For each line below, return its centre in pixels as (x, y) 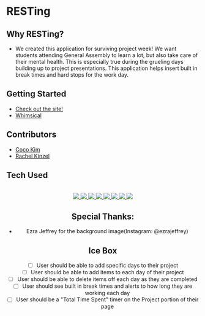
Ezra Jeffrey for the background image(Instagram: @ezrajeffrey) (107, 231)
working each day (107, 293)
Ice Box (103, 251)
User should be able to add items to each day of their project (107, 272)
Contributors (32, 135)
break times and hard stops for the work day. (72, 75)
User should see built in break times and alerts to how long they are (107, 286)
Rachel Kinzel (32, 156)
